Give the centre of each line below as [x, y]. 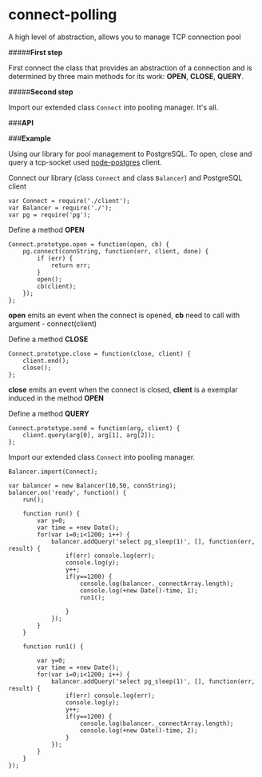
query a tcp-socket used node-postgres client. [85, 162]
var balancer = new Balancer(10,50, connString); [93, 485]
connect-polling [63, 15]
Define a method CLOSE [48, 339]
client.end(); [46, 361]
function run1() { [53, 646]
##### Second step [41, 92]
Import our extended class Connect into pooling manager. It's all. [113, 107]
